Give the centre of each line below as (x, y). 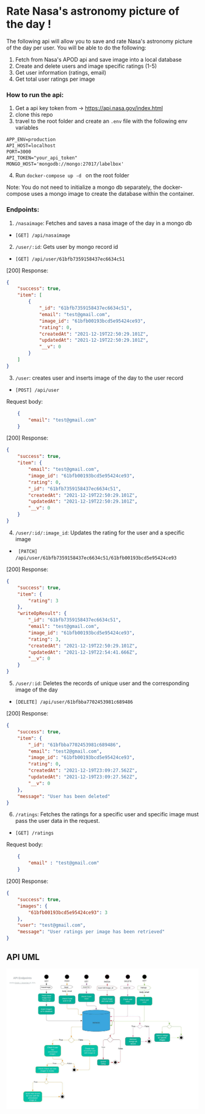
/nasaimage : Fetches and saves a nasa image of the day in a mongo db (103, 223)
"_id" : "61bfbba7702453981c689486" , (75, 745)
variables (27, 128)
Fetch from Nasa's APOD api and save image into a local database (98, 59)
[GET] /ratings (34, 833)
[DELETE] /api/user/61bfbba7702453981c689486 (74, 702)
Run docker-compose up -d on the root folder (72, 175)
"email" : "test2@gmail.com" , (65, 751)
